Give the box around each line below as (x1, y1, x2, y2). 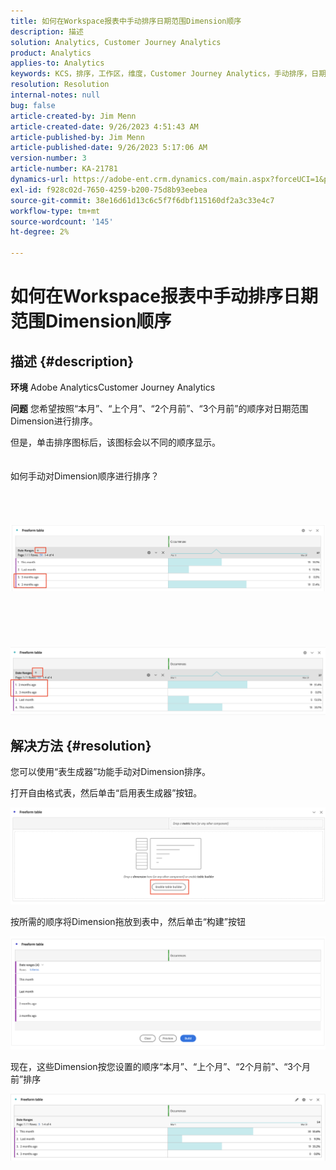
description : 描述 (10, 26, 84, 37)
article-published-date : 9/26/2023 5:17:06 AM (10, 143, 208, 153)
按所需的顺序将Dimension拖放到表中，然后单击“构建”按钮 (10, 916, 246, 927)
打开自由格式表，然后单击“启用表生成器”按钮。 (10, 786, 203, 799)
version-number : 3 (10, 153, 87, 164)
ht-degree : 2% (10, 227, 70, 237)
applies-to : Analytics (10, 58, 105, 69)
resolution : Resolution (10, 80, 110, 90)
